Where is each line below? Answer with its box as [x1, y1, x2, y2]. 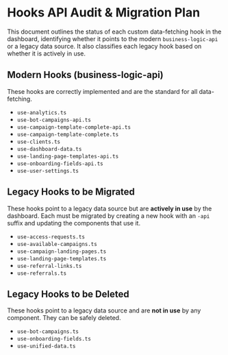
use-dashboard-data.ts [16, 145, 82, 152]
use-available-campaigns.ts [16, 241, 97, 247]
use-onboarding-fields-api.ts [16, 160, 104, 167]
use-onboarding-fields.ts [16, 336, 91, 343]
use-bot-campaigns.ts [16, 328, 79, 335]
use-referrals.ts [16, 269, 67, 277]
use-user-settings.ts [16, 167, 79, 174]
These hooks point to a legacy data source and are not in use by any [7, 306, 201, 315]
